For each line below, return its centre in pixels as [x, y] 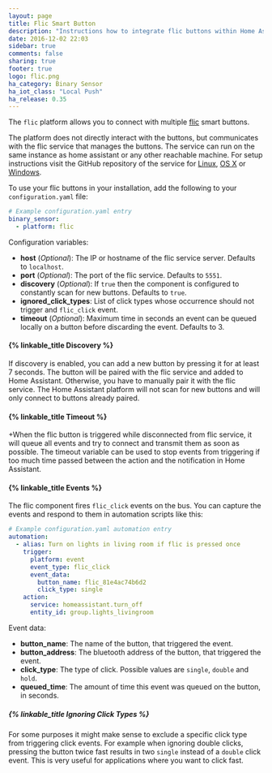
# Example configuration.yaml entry [70, 212]
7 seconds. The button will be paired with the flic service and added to [126, 372]
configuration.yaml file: [48, 196]
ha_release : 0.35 [38, 99]
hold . [29, 678]
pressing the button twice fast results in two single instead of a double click [135, 751]
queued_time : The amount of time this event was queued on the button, [140, 686]
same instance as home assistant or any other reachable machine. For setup [136, 155]
